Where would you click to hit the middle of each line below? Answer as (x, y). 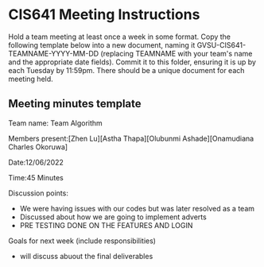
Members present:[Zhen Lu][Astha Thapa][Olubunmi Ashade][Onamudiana (131, 138)
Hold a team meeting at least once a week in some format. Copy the (120, 37)
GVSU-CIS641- (221, 44)
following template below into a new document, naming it (102, 44)
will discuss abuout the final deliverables (86, 256)
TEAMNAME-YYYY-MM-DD (54, 53)
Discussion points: (39, 193)
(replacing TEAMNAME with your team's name (177, 53)
